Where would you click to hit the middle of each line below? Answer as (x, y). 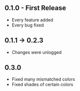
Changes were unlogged (37, 52)
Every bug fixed (28, 25)
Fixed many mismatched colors (43, 79)
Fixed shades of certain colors (42, 85)
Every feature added (32, 20)
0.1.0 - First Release (35, 8)
